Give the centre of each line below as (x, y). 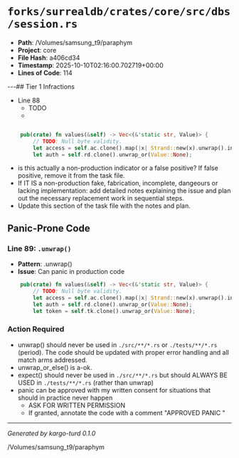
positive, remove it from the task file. (71, 176)
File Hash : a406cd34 (49, 58)
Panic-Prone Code (49, 228)
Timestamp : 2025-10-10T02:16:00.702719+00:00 (90, 65)
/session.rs (43, 25)
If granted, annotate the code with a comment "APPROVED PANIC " (127, 412)
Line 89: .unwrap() (39, 248)
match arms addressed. (52, 360)
